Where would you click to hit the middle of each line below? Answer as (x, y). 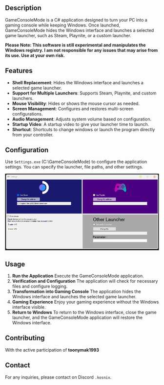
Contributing (25, 338)
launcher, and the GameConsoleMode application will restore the (77, 317)
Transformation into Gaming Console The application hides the (76, 291)
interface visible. (29, 307)
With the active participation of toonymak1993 (52, 350)
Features (19, 71)
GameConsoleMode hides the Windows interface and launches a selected (80, 30)
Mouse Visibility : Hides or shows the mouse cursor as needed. (76, 103)
